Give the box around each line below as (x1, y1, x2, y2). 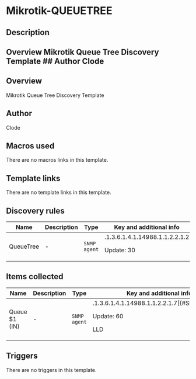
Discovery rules (6, 206, 65, 215)
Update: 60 (92, 312, 124, 320)
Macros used (6, 141, 55, 151)
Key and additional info (114, 223, 180, 231)
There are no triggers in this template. (6, 366, 97, 373)
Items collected (6, 272, 64, 281)
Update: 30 (104, 246, 135, 255)
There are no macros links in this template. (6, 157, 108, 164)
